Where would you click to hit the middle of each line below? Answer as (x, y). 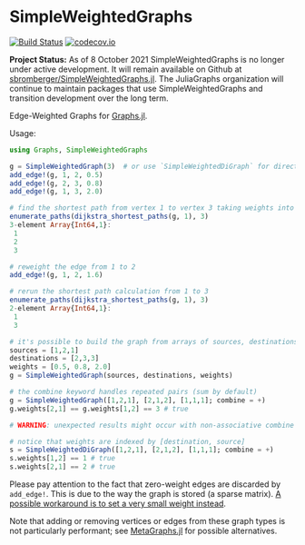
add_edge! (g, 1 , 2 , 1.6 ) (56, 275)
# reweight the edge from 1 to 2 (73, 267)
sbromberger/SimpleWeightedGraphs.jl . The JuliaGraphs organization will (147, 78)
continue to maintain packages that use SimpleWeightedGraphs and (136, 88)
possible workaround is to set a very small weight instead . (118, 504)
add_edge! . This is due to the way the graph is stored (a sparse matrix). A (145, 494)
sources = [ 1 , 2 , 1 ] (44, 350)
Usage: (23, 133)
